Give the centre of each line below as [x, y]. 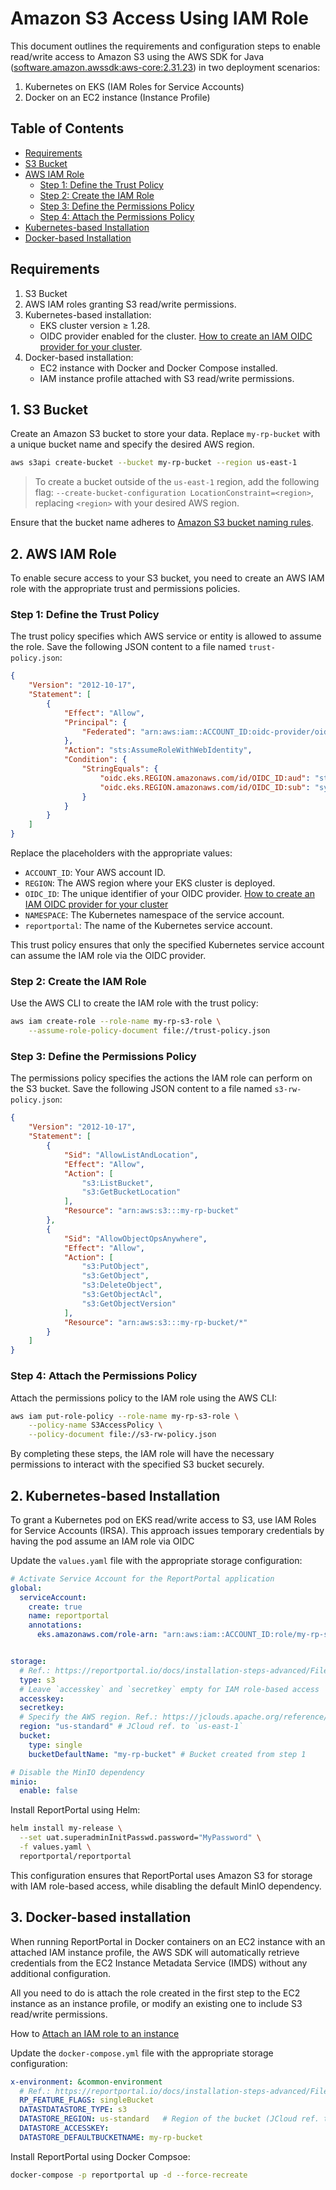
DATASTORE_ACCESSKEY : [64, 2128]
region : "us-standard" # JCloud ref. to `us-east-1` [131, 1727]
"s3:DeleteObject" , [122, 1285]
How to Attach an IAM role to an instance [95, 2033]
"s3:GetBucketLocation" [131, 1192]
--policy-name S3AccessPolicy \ [95, 1425]
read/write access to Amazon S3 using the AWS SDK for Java [137, 56]
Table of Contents [67, 128]
